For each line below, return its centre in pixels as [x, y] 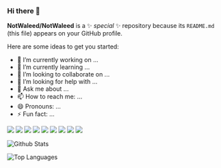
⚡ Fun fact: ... [36, 114]
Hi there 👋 [24, 11]
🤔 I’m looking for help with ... [57, 82]
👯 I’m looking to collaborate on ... [63, 74]
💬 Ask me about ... [43, 89]
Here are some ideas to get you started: [63, 46]
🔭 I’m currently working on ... [57, 60]
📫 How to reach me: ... [50, 97]
